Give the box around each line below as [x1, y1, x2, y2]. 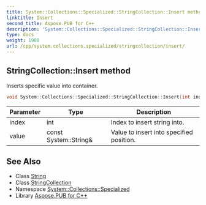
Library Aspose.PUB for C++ [15, 192, 88, 199]
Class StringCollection [15, 179, 72, 187]
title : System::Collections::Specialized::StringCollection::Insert [6, 9, 185, 15]
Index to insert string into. [110, 117, 185, 126]
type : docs [6, 32, 34, 38]
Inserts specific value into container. [6, 82, 98, 89]
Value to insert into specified [110, 128, 193, 136]
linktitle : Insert [6, 15, 53, 21]
